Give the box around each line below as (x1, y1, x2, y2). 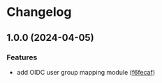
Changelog (6, 4, 72, 20)
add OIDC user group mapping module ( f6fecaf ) (16, 68, 155, 76)
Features (6, 53, 38, 62)
